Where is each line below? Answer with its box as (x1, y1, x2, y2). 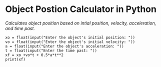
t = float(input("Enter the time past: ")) (5, 48, 97, 53)
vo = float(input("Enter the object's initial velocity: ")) (5, 39, 135, 44)
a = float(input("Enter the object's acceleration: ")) (5, 43, 124, 48)
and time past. (5, 25, 35, 31)
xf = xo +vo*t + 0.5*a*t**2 (5, 52, 64, 57)
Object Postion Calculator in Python (5, 3, 156, 15)
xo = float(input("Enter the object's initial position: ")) (5, 35, 135, 40)
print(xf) (5, 56, 26, 62)
